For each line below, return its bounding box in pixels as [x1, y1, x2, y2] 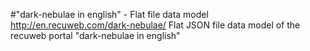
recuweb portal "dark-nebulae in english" [10, 30, 181, 41]
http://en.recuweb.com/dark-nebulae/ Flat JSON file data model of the [10, 19, 301, 31]
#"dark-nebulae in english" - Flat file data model [10, 9, 209, 20]
